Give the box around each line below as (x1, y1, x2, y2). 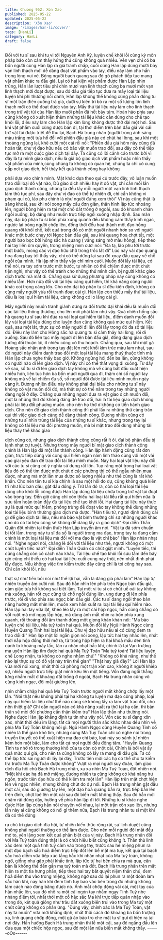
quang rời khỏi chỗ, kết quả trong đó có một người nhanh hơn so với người (5, 227, 153, 232)
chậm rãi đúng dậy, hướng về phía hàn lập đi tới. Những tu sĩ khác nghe (5, 797, 147, 802)
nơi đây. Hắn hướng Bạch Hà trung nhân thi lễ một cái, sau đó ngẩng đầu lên (5, 920, 158, 925)
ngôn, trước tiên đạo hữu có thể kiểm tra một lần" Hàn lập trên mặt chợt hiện (5, 776, 158, 782)
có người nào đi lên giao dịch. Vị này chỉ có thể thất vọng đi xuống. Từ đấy (5, 360, 153, 366)
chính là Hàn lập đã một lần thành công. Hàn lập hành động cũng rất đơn (5, 447, 150, 453)
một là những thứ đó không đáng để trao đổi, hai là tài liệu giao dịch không (5, 396, 154, 402)
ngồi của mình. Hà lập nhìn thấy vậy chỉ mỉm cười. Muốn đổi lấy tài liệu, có (5, 258, 153, 264)
